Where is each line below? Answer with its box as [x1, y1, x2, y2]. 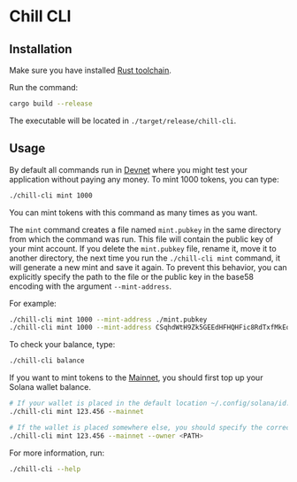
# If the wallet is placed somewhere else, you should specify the [9, 423, 263, 431]
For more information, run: [9, 447, 105, 458]
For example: [9, 298, 57, 308]
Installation [9, 42, 72, 57]
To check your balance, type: [9, 339, 116, 350]
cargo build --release [9, 99, 93, 108]
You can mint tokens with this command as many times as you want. [9, 206, 258, 218]
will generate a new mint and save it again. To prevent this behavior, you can [9, 261, 287, 272]
